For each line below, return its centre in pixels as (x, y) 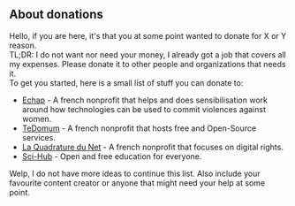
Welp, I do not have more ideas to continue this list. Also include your (135, 173)
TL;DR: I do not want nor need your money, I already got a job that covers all (148, 54)
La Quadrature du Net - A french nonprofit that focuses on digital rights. (153, 147)
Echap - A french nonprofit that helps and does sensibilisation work (144, 100)
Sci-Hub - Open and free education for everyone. (112, 156)
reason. (23, 45)
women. (37, 118)
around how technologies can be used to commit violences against (144, 109)
